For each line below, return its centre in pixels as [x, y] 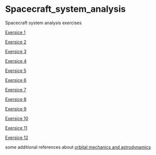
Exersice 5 [16, 71]
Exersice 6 [16, 80]
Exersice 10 [17, 118]
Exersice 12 [17, 137]
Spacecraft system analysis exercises [43, 23]
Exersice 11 [16, 128]
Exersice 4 [16, 61]
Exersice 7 [16, 89]
